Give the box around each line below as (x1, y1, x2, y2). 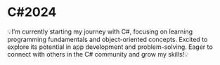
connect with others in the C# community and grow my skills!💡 (7, 50, 189, 58)
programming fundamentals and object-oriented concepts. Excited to (7, 35, 208, 43)
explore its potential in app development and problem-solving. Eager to (7, 43, 213, 51)
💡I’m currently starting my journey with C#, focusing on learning (7, 27, 193, 36)
